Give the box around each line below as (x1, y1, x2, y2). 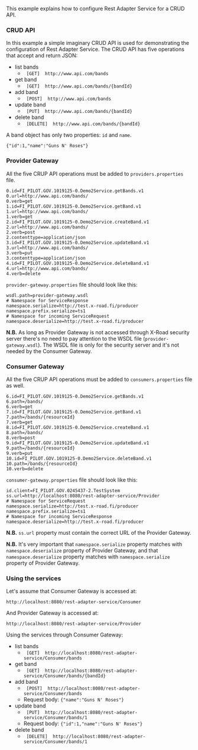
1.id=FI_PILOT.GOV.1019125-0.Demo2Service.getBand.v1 (6, 203, 142, 209)
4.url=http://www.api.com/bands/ (6, 266, 89, 271)
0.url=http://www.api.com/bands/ (6, 193, 89, 199)
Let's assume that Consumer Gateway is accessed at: (6, 588, 137, 595)
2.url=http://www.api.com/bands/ (6, 224, 89, 230)
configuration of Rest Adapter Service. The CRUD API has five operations (6, 46, 185, 53)
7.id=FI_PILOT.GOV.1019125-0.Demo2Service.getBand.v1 (6, 409, 142, 415)
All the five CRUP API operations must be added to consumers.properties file (6, 376, 193, 383)
